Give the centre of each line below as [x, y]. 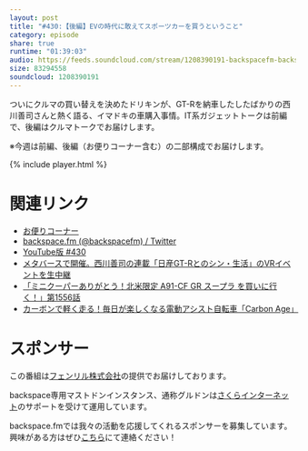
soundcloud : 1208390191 [55, 77]
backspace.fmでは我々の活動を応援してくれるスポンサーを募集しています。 [151, 426]
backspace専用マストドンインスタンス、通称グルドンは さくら [125, 395]
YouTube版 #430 [54, 252]
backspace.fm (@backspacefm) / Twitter [99, 241]
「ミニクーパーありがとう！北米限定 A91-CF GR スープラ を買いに [146, 286]
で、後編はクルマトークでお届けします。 [84, 126]
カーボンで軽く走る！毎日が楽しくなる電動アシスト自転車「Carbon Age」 [160, 308]
